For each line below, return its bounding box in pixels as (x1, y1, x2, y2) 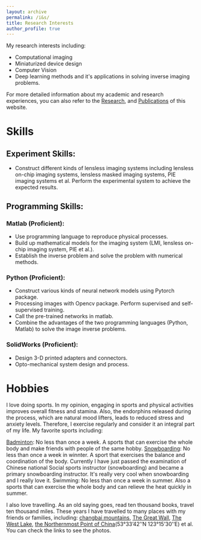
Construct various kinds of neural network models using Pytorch (14, 287, 175, 295)
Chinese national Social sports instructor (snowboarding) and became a (6, 464, 184, 471)
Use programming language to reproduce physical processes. (14, 233, 169, 240)
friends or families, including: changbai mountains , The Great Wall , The (6, 514, 182, 521)
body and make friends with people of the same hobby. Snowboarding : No (6, 445, 191, 452)
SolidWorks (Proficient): (6, 340, 79, 349)
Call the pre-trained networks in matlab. (14, 313, 114, 320)
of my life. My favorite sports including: (6, 427, 103, 434)
